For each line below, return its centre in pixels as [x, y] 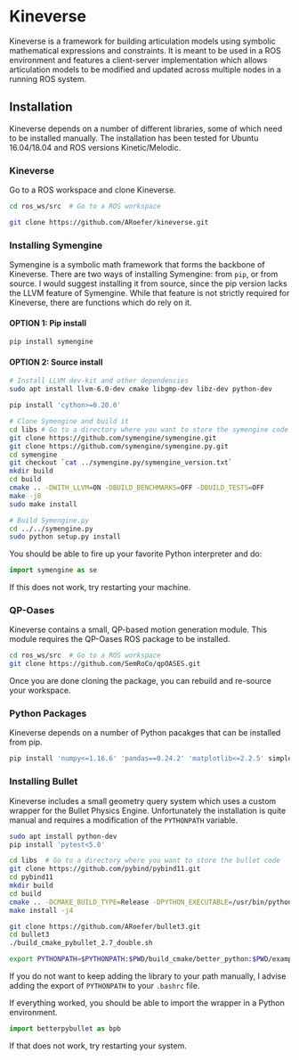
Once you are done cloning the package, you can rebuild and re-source [140, 681]
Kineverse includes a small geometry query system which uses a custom [143, 801]
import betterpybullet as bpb [65, 1029]
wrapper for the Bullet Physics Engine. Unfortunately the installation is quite [148, 810]
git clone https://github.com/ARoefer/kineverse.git [109, 222]
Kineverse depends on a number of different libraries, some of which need [146, 128]
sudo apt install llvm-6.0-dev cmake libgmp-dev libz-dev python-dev [141, 390]
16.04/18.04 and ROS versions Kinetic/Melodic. [95, 147]
